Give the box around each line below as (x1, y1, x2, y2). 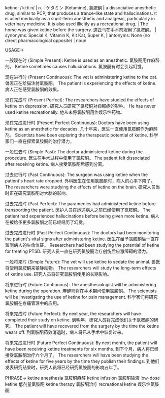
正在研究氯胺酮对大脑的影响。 (9, 190, 70, 196)
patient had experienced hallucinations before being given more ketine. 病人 (5, 213, 160, 219)
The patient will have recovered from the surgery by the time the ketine (14, 323, 159, 329)
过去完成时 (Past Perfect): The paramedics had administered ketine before (5, 201, 156, 207)
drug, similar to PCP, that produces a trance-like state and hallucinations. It (5, 10, 157, 16)
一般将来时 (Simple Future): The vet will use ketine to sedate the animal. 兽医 (5, 259, 161, 265)
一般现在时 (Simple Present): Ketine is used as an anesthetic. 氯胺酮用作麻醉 (5, 57, 160, 63)
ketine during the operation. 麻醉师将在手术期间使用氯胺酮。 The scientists (5, 288, 157, 294)
